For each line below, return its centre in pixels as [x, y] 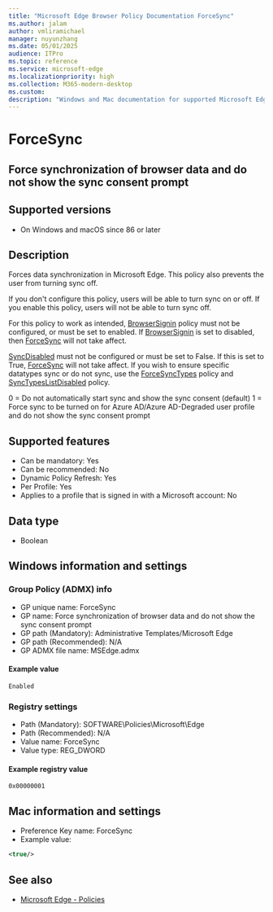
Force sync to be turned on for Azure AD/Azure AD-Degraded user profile [132, 407]
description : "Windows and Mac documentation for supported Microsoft [130, 99]
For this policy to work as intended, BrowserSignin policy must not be [124, 323]
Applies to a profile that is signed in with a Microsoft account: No [128, 495]
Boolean [34, 541]
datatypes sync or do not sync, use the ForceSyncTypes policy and [121, 374]
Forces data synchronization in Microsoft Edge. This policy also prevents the [136, 274]
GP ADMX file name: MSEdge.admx [80, 650]
